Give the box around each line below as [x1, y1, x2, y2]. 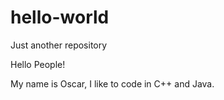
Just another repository [10, 39, 108, 51]
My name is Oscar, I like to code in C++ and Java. [10, 77, 215, 90]
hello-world [10, 6, 110, 29]
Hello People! [10, 58, 66, 70]
